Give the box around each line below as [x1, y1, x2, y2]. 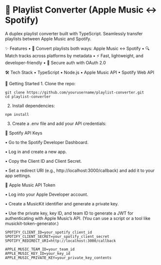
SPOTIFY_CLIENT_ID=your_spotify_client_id [5, 230, 92, 234]
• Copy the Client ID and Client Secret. [5, 158, 82, 164]
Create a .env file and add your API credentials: [12, 121, 107, 126]
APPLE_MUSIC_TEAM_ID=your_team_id [5, 247, 75, 251]
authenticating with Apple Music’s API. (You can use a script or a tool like [5, 215, 151, 221]
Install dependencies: [12, 103, 55, 109]
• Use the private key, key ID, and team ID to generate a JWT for [5, 210, 133, 216]
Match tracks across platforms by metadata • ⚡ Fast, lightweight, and [5, 53, 144, 59]
